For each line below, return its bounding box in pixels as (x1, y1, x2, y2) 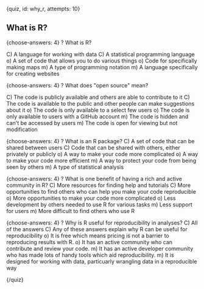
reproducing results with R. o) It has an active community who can (6, 238, 172, 245)
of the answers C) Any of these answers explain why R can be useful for (6, 225, 188, 233)
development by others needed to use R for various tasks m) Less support (6, 200, 193, 208)
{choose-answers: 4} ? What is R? (6, 39, 92, 46)
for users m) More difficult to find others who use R (6, 207, 135, 214)
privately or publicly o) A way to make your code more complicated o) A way (6, 150, 199, 157)
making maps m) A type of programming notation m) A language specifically (6, 63, 198, 70)
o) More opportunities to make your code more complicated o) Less (6, 194, 176, 202)
